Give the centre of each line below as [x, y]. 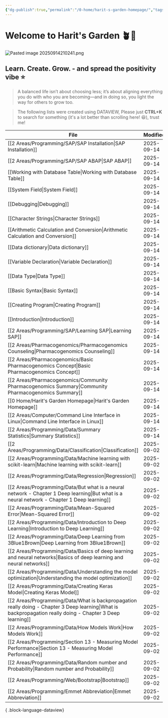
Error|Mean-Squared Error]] [41, 514]
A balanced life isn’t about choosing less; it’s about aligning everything [90, 92]
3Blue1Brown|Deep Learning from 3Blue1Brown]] [67, 543]
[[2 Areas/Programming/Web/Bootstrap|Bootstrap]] [68, 680]
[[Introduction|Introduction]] [41, 320]
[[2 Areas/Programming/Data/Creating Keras [60, 586]
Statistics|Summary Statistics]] [44, 436]
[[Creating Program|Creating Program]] [54, 305]
